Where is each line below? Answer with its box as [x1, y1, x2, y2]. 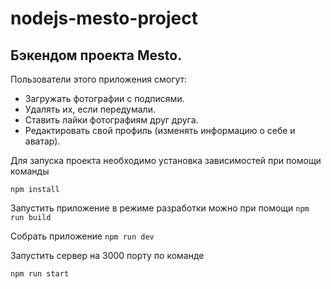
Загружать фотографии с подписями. [24, 93, 185, 104]
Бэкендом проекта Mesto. [10, 47, 183, 64]
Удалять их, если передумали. [24, 103, 156, 115]
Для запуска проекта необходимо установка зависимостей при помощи [10, 155, 322, 166]
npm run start [10, 269, 70, 279]
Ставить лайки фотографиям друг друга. [24, 114, 199, 126]
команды [10, 165, 50, 177]
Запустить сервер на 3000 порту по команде [10, 250, 205, 261]
